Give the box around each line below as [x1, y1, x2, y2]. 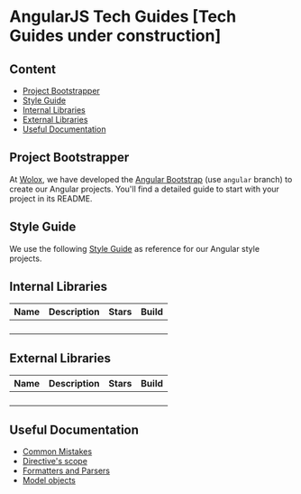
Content [9, 61, 57, 77]
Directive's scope [22, 456, 88, 467]
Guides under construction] [9, 25, 222, 46]
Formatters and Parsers [22, 465, 111, 476]
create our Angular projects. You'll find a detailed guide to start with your [9, 183, 279, 194]
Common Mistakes [22, 446, 93, 457]
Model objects [22, 475, 77, 486]
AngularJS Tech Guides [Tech [9, 6, 237, 27]
